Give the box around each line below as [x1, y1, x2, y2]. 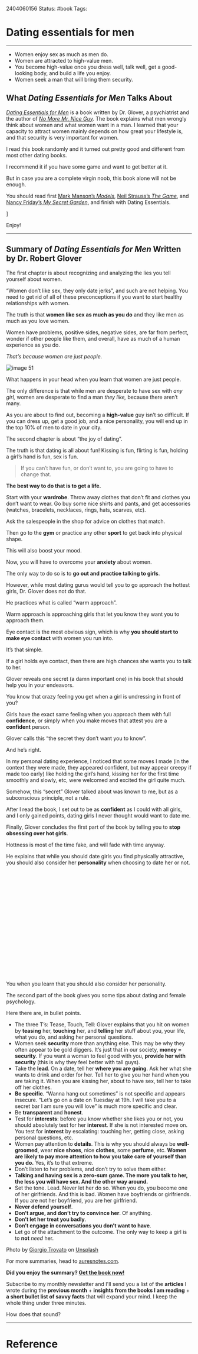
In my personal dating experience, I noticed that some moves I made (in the [6, 757, 189, 765]
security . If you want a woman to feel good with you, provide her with [14, 1052, 186, 1059]
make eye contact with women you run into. [6, 634, 114, 641]
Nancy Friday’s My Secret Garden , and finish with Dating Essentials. [6, 198, 171, 206]
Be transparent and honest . [14, 1109, 84, 1116]
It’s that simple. [6, 646, 43, 653]
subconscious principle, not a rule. [6, 794, 90, 801]
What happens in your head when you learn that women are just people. [6, 376, 181, 383]
